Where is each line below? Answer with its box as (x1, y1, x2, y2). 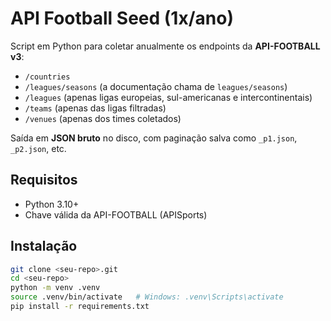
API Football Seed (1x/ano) (10, 7, 234, 30)
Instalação (10, 238, 78, 255)
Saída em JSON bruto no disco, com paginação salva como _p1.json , (10, 132, 298, 144)
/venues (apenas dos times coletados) (24, 112, 182, 124)
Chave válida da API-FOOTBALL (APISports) (24, 208, 208, 221)
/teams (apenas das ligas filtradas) (24, 102, 167, 114)
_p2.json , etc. (10, 142, 67, 154)
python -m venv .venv (10, 283, 101, 293)
